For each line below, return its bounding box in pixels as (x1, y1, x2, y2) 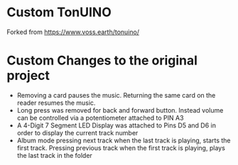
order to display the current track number (16, 128, 139, 137)
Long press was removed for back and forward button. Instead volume (16, 106, 224, 114)
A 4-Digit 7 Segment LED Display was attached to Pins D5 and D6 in (16, 121, 216, 130)
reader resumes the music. (16, 98, 96, 107)
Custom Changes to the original (6, 52, 198, 69)
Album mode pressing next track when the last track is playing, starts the (16, 136, 232, 144)
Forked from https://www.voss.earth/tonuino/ (6, 28, 140, 36)
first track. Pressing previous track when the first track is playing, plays (16, 143, 225, 152)
